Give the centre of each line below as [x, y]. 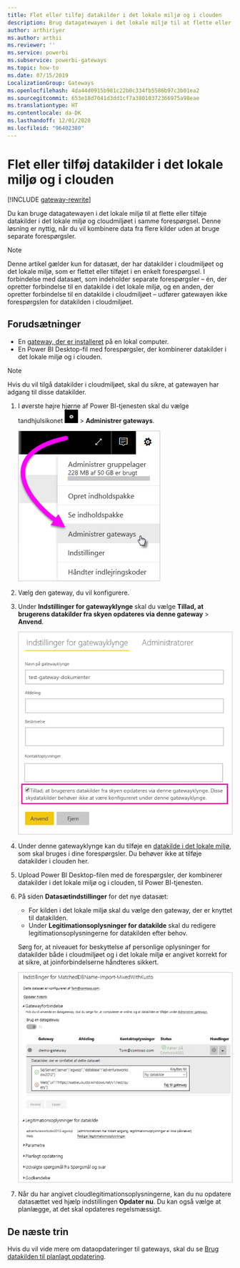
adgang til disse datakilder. [47, 392]
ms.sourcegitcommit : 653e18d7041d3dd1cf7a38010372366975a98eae [104, 98]
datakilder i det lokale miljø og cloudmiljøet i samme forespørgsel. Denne [114, 221]
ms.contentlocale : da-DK [44, 113]
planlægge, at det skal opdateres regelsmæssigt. [90, 1209]
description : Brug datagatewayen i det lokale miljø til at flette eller [120, 23]
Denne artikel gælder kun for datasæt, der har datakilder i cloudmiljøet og [115, 264]
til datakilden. [48, 918]
